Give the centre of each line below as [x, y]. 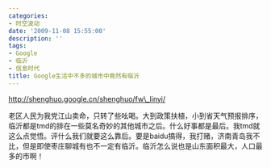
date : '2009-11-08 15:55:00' [57, 31]
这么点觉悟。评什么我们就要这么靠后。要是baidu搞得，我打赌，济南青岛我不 [134, 136]
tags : [17, 46]
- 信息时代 [24, 69]
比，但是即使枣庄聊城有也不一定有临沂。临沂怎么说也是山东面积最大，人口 [132, 145]
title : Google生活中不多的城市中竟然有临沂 [74, 76]
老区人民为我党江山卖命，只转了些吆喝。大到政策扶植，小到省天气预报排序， [135, 115]
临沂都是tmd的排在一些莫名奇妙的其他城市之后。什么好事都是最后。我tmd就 [134, 125]
